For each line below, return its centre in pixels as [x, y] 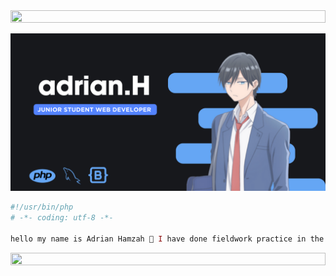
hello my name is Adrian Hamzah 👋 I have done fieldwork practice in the [167, 239]
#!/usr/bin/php [42, 207]
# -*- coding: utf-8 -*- [62, 217]
